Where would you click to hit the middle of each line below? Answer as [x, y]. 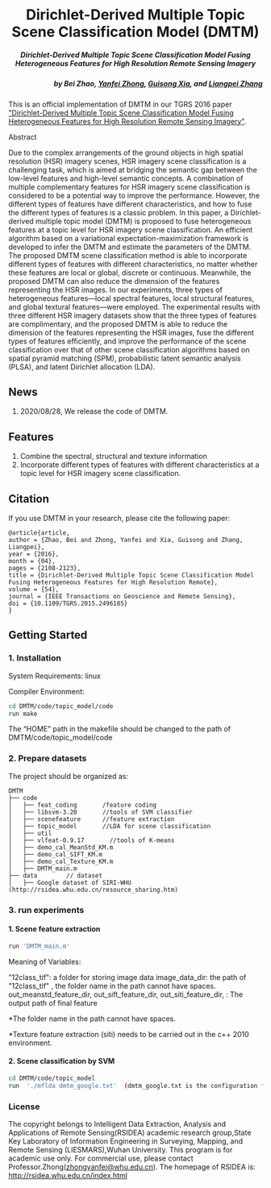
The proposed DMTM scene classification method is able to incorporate [128, 255]
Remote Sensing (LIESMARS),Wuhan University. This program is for [121, 1149]
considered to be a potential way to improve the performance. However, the [134, 195]
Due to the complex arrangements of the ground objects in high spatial [126, 152]
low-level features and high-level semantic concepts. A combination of [126, 178]
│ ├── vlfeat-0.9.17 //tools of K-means [92, 840]
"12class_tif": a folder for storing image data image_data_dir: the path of [127, 977]
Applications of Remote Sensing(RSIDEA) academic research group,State [130, 1132]
